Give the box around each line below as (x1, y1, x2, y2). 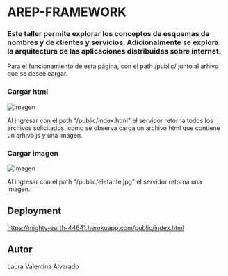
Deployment (7, 205, 62, 217)
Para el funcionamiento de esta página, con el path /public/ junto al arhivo (7, 62, 219, 70)
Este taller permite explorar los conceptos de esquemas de (7, 29, 210, 39)
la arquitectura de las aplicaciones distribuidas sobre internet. (7, 47, 222, 56)
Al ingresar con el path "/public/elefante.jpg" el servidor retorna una (7, 178, 202, 186)
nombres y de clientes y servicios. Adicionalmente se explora (7, 38, 219, 47)
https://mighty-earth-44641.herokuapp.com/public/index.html (7, 223, 184, 232)
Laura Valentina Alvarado (7, 262, 79, 270)
